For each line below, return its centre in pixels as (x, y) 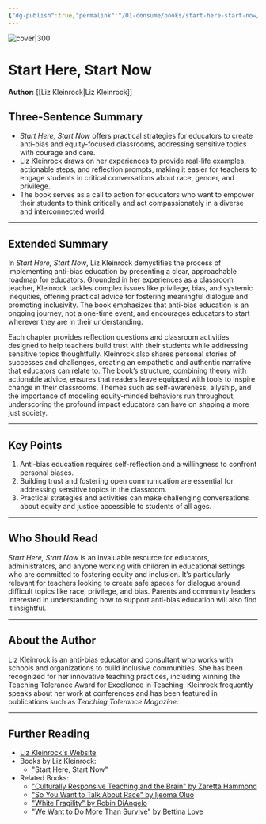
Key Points (35, 445)
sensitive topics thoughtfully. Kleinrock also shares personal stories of (122, 354)
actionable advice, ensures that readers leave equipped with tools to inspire (132, 379)
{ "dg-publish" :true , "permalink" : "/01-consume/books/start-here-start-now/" (136, 15)
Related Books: (44, 778)
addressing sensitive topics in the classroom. (93, 489)
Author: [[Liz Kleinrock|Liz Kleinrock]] (70, 92)
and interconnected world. (63, 211)
